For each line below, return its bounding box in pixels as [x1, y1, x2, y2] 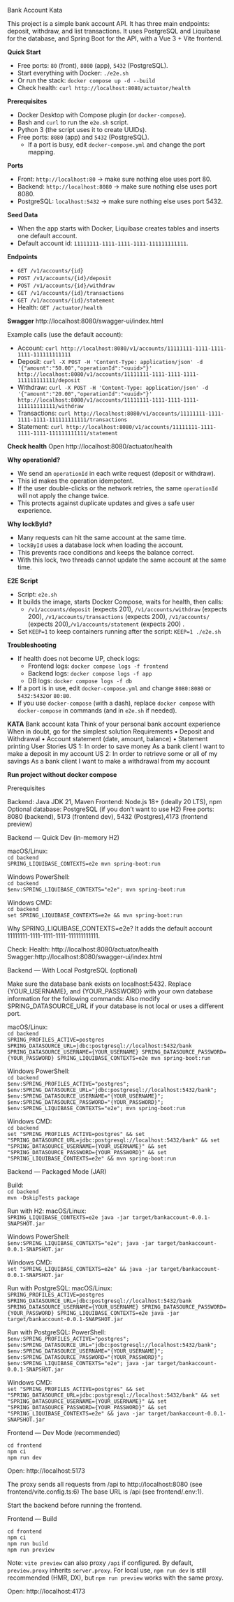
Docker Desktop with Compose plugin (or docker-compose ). [17, 111, 187, 119]
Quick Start [7, 48, 41, 56]
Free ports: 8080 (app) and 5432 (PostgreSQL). [17, 133, 149, 141]
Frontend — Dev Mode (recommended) [7, 1429, 121, 1436]
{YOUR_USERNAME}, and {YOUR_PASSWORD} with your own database [7, 987, 213, 995]
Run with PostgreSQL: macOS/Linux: [7, 1284, 112, 1292]
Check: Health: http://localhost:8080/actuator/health [7, 945, 159, 953]
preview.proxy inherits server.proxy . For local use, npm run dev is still [7, 1566, 207, 1574]
